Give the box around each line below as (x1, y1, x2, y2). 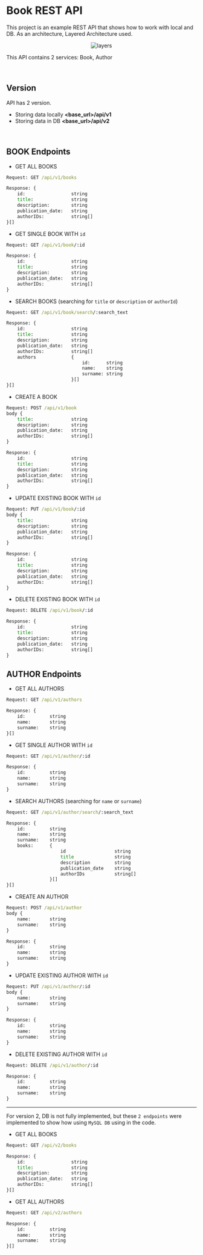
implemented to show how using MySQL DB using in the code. (6, 1119, 156, 1126)
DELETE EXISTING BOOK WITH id (14, 595, 100, 603)
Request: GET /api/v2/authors (6, 1210, 83, 1216)
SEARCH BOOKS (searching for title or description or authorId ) (14, 298, 178, 305)
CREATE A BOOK (14, 393, 57, 400)
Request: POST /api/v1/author (6, 905, 83, 911)
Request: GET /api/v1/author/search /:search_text (6, 809, 134, 815)
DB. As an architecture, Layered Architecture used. (6, 30, 133, 37)
